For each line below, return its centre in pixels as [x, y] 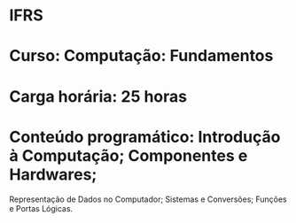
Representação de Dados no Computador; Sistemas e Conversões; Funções [148, 199]
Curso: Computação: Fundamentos [141, 56]
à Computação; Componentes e [129, 155]
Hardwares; [53, 174]
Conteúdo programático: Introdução [145, 137]
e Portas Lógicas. [41, 208]
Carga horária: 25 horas [98, 96]
